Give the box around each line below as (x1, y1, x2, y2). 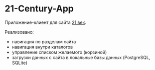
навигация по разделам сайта (11, 38, 76, 45)
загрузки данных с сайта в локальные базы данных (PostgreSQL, (11, 54, 151, 60)
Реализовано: (4, 29, 34, 35)
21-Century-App (4, 3, 74, 14)
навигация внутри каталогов (11, 44, 73, 50)
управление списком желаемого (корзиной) (11, 49, 107, 55)
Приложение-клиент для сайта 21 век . (4, 19, 87, 25)
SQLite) (11, 60, 28, 66)
